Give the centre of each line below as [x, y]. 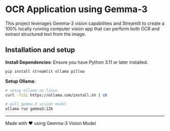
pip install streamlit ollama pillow [45, 71]
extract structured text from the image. [46, 34]
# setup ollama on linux [31, 90]
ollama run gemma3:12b [29, 109]
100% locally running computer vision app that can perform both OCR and [82, 28]
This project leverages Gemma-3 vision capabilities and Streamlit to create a [85, 23]
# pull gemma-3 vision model [36, 104]
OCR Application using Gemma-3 [76, 9]
